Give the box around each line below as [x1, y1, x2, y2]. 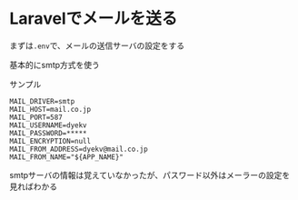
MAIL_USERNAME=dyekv [9, 120, 88, 130]
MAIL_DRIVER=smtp [9, 96, 75, 105]
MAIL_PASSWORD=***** [9, 128, 88, 137]
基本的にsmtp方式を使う [9, 59, 100, 70]
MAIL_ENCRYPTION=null [9, 136, 92, 145]
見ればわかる [9, 181, 57, 192]
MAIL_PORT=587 [9, 113, 64, 122]
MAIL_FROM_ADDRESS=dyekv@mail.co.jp [9, 145, 148, 154]
